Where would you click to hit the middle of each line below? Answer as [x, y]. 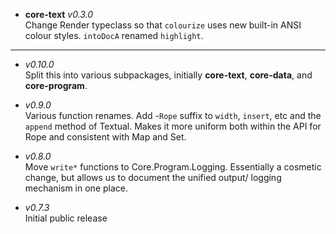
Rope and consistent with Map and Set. [105, 137]
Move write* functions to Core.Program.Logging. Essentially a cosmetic [173, 167]
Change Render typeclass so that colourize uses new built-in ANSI [163, 25]
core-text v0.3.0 [59, 14]
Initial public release [66, 218]
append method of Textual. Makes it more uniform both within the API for [173, 126]
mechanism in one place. [76, 188]
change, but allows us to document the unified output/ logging [153, 177]
